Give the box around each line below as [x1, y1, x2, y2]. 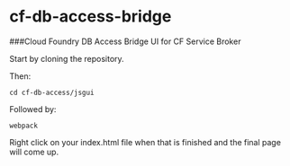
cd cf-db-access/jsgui [9, 88, 95, 97]
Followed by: [9, 103, 57, 114]
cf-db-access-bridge [9, 6, 172, 27]
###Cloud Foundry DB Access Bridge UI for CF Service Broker [9, 36, 241, 47]
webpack [9, 121, 39, 130]
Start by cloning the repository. [9, 53, 124, 64]
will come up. [9, 146, 59, 157]
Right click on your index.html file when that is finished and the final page [9, 136, 282, 147]
